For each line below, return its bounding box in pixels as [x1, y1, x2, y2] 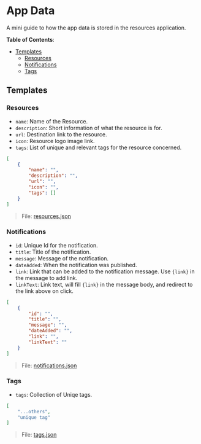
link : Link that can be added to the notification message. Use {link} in [15, 268, 195, 275]
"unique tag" [17, 414, 51, 421]
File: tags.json [21, 431, 57, 438]
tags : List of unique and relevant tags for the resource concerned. [15, 144, 182, 151]
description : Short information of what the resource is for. [15, 124, 162, 131]
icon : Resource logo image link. [15, 137, 95, 144]
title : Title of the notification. [15, 248, 91, 255]
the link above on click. [15, 287, 74, 295]
